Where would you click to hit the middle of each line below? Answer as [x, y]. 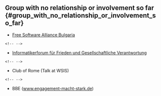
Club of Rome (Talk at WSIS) [40, 70]
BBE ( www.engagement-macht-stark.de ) [53, 88]
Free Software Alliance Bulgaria [43, 35]
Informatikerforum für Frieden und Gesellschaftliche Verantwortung [79, 52]
